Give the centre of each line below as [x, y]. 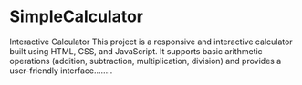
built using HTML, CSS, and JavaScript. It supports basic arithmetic [136, 51]
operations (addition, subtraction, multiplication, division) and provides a [146, 61]
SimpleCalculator [77, 17]
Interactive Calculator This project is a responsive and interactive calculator [151, 42]
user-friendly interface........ [61, 71]
